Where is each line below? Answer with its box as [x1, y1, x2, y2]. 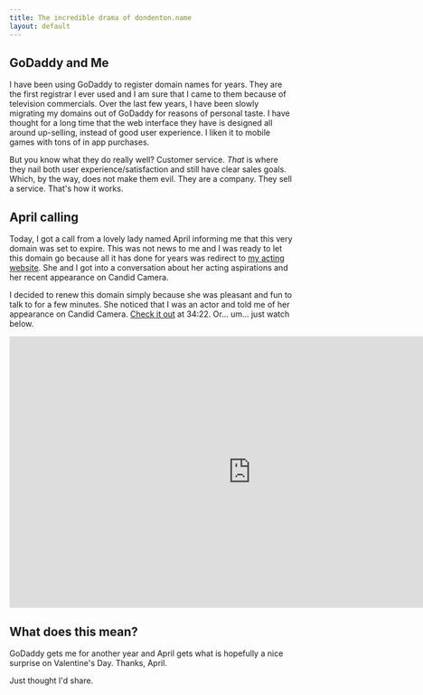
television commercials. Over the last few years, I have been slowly [9, 99, 259, 109]
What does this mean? [9, 624, 138, 639]
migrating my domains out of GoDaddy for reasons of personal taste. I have [9, 108, 291, 119]
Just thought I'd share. [9, 675, 94, 686]
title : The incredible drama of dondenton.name [9, 13, 193, 23]
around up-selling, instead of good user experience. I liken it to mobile [9, 128, 271, 138]
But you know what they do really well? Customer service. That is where [9, 155, 278, 166]
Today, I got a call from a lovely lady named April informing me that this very [9, 233, 293, 244]
